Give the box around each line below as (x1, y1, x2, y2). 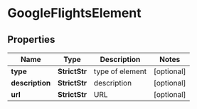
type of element (93, 66, 147, 76)
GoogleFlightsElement (7, 5, 142, 21)
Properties (7, 33, 55, 46)
